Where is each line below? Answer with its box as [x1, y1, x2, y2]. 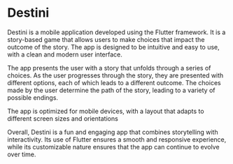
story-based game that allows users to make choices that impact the [7, 35, 205, 43]
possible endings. [7, 93, 58, 102]
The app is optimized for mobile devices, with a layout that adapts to [7, 107, 204, 115]
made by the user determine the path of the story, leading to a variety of [7, 86, 216, 94]
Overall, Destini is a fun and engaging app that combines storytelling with [7, 128, 218, 136]
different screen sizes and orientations [7, 114, 119, 123]
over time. [7, 150, 36, 158]
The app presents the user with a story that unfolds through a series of [7, 64, 211, 72]
